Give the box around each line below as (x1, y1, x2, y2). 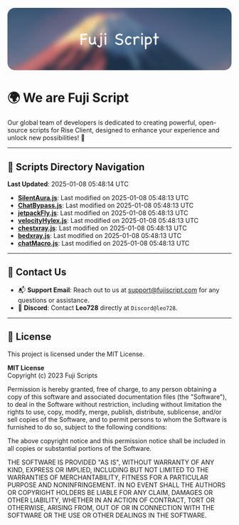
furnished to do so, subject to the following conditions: (7, 422, 167, 431)
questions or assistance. (17, 296, 90, 304)
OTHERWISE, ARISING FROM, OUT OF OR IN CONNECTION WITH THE (7, 503, 215, 511)
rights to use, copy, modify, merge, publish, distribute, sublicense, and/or (7, 407, 222, 416)
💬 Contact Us (7, 266, 67, 279)
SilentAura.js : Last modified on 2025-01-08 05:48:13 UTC (17, 194, 189, 202)
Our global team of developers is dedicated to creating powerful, (7, 118, 197, 127)
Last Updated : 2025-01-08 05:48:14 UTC (7, 180, 129, 189)
